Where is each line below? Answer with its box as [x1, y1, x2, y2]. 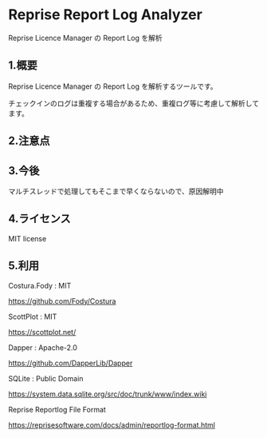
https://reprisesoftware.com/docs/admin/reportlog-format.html [8, 420, 215, 429]
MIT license [8, 233, 47, 243]
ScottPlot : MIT [8, 312, 57, 321]
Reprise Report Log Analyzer [8, 6, 203, 24]
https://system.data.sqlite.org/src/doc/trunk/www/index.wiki [8, 389, 207, 399]
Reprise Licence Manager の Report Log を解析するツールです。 [8, 82, 218, 91]
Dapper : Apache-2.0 [8, 342, 78, 352]
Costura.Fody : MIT [8, 281, 72, 290]
